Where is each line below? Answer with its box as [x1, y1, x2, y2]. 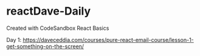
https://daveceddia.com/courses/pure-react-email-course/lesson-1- [22, 36, 195, 43]
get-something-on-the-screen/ [6, 43, 84, 50]
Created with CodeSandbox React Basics [6, 24, 109, 32]
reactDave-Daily [6, 4, 91, 18]
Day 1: [6, 36, 22, 43]
